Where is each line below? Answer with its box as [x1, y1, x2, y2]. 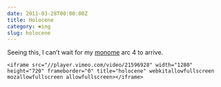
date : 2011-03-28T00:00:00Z [7, 10, 88, 17]
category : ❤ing [7, 23, 51, 30]
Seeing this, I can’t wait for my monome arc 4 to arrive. [7, 48, 164, 57]
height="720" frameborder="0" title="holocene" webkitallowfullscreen [7, 68, 215, 75]
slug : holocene [7, 29, 51, 37]
